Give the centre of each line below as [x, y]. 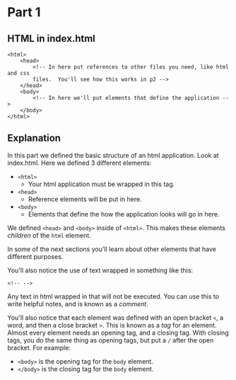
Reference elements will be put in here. [85, 199]
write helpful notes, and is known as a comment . [78, 304]
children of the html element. [49, 235]
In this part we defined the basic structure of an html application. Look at [113, 155]
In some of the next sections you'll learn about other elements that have [112, 249]
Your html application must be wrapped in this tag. [101, 184]
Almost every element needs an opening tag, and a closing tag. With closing [118, 333]
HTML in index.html [51, 39]
